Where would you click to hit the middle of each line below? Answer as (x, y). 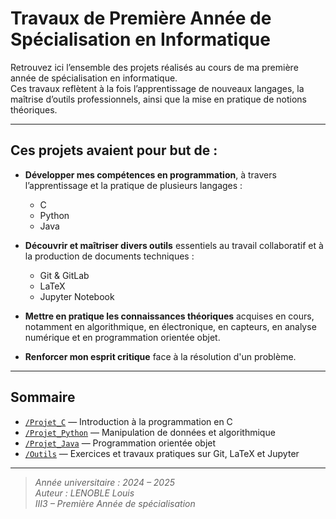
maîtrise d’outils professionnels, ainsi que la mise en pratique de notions (158, 99)
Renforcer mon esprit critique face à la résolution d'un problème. (160, 356)
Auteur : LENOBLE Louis (84, 493)
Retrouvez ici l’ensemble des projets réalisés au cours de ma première (154, 67)
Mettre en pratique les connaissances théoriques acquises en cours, (169, 316)
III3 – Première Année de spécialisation (115, 503)
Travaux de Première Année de (141, 18)
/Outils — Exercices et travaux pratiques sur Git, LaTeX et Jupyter (162, 453)
